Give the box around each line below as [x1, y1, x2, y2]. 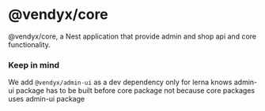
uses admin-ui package [8, 94, 85, 104]
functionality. [8, 39, 51, 49]
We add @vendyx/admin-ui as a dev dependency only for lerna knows [8, 77, 233, 87]
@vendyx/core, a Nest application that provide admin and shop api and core [8, 31, 257, 41]
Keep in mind [8, 59, 60, 70]
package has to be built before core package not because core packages [15, 86, 256, 95]
